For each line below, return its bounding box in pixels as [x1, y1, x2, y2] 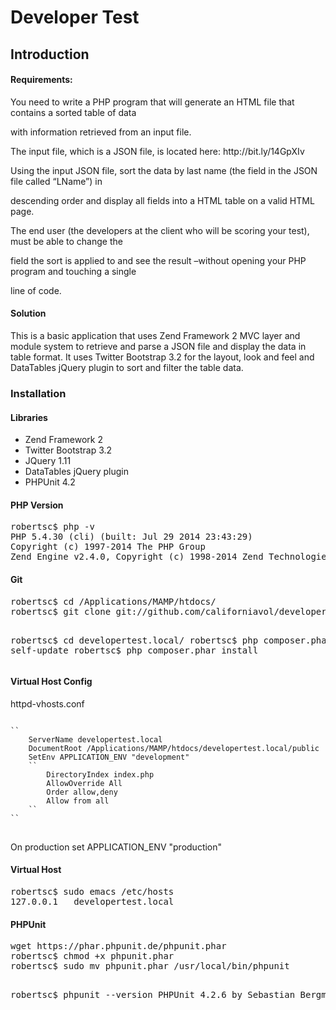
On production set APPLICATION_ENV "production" [10, 841, 223, 853]
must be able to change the [10, 235, 123, 247]
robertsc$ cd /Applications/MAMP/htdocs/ [10, 596, 217, 607]
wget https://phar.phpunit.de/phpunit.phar [10, 941, 227, 952]
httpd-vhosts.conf [10, 697, 85, 710]
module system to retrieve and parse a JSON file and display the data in [10, 340, 307, 352]
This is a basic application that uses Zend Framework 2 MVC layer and [10, 329, 301, 341]
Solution [10, 307, 47, 320]
